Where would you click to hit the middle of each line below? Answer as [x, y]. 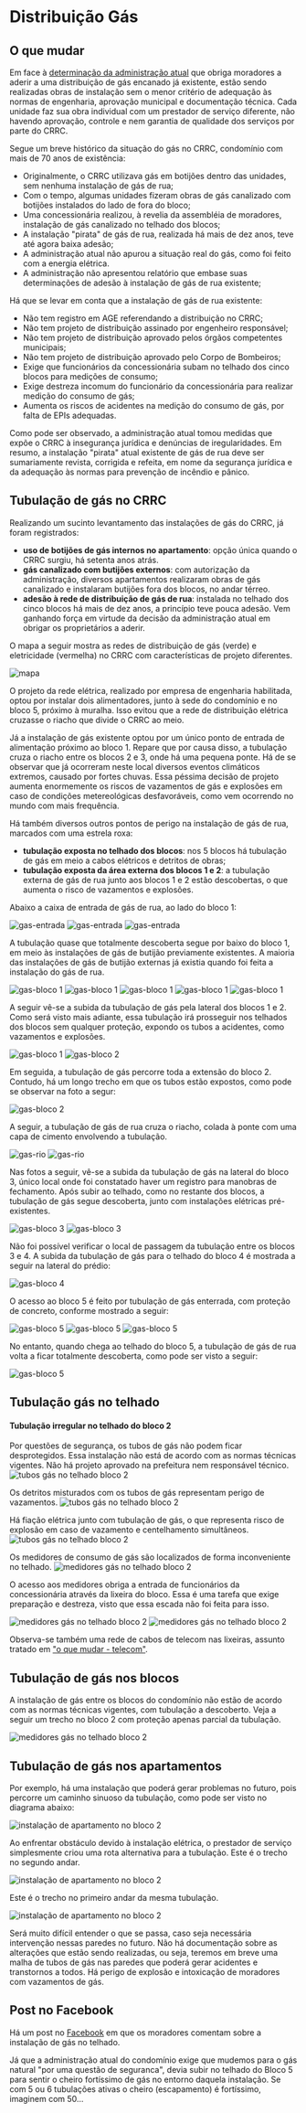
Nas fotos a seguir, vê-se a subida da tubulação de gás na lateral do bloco [149, 1171]
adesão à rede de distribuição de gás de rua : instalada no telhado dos [156, 598]
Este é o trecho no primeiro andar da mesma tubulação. [114, 1898]
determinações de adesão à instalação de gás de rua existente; [142, 283]
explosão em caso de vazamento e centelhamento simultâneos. [129, 1530]
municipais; [44, 347]
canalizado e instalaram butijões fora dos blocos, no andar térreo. [147, 589]
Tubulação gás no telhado [84, 1402]
